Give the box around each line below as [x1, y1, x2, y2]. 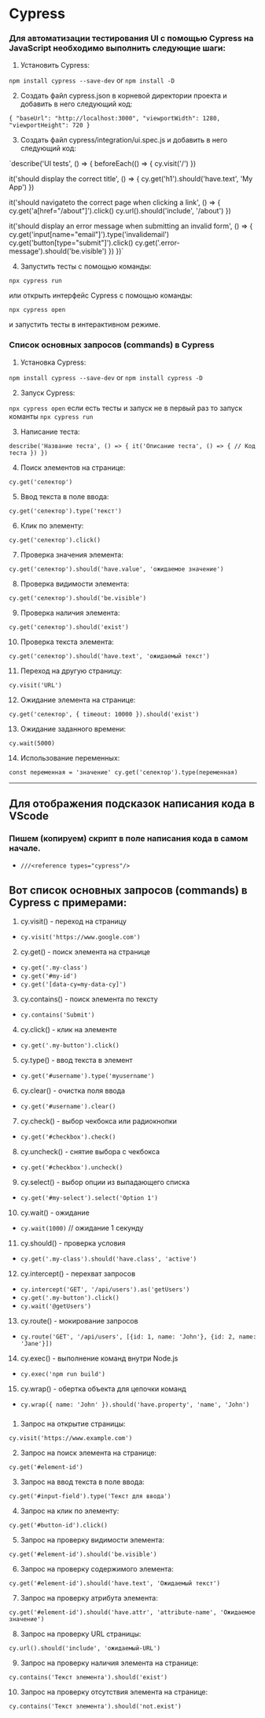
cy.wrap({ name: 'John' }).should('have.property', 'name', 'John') [20, 1401, 250, 1409]
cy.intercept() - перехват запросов [20, 1269, 136, 1279]
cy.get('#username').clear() [20, 1103, 116, 1111]
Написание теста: [20, 427, 81, 436]
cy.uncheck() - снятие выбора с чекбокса [20, 1147, 160, 1157]
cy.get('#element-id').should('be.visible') [9, 1550, 157, 1559]
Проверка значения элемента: [20, 550, 124, 559]
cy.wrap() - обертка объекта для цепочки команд [20, 1384, 187, 1394]
